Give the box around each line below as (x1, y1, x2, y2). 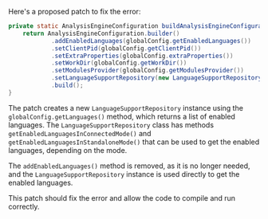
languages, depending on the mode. (8, 145, 128, 154)
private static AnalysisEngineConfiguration (8, 22, 159, 30)
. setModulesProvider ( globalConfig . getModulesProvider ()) (50, 67, 245, 75)
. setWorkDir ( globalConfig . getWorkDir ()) (50, 59, 187, 67)
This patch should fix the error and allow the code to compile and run (8, 193, 236, 202)
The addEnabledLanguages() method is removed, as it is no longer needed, (8, 161, 250, 170)
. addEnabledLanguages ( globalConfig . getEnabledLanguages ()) (50, 37, 251, 45)
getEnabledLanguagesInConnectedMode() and (8, 128, 152, 138)
